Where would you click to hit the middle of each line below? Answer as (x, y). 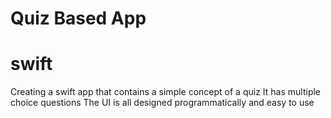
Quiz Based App (78, 18)
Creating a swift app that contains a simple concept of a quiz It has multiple (166, 92)
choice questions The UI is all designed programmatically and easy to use (162, 103)
